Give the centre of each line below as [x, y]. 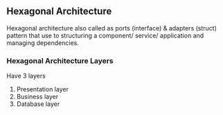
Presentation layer [42, 89]
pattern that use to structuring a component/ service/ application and [105, 35]
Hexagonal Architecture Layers [60, 60]
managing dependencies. [43, 43]
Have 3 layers [26, 76]
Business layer [37, 97]
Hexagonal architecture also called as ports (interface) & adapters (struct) [112, 28]
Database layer [38, 104]
